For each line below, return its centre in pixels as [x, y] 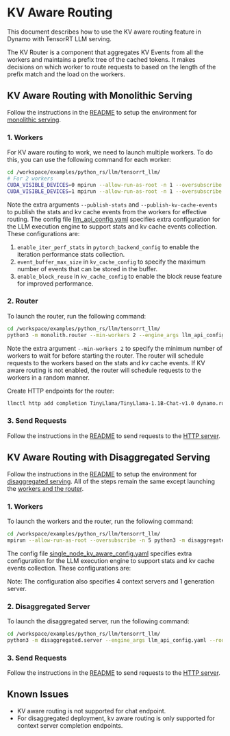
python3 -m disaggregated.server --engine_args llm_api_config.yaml [107, 640]
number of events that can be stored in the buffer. [87, 268]
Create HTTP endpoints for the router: [61, 391]
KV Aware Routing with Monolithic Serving [100, 96]
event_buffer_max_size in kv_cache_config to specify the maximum [111, 262]
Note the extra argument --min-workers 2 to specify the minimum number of [115, 348]
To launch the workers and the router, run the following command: [100, 521]
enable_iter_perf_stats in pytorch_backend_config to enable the [108, 247]
